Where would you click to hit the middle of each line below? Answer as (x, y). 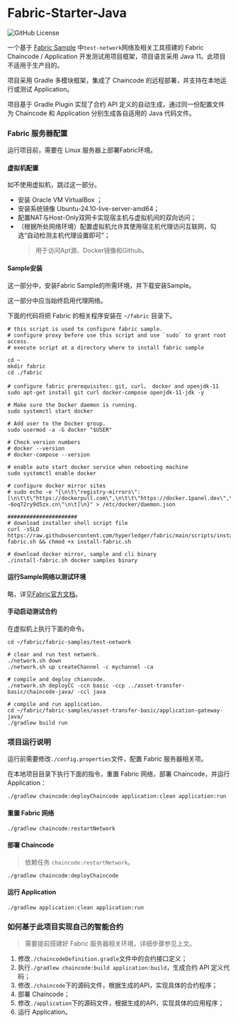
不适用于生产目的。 (35, 65)
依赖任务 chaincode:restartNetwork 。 (79, 862)
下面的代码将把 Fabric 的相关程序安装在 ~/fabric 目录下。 (92, 315)
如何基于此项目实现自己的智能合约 (66, 926)
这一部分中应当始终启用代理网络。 (57, 301)
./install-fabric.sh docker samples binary (73, 560)
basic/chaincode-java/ (41, 692)
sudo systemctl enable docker (52, 473)
